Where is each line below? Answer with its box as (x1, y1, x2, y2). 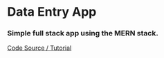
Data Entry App (7, 4, 97, 20)
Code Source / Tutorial (7, 44, 72, 52)
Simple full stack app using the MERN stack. (7, 29, 159, 38)
